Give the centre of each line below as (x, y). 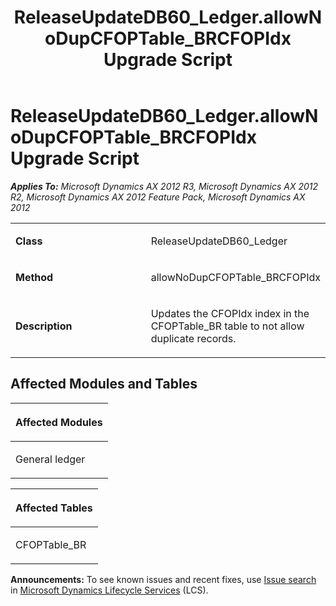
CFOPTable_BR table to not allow (227, 326)
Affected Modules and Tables (104, 384)
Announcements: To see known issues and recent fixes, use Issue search (163, 579)
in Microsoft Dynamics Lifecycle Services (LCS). (109, 590)
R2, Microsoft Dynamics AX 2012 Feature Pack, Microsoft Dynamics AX (158, 197)
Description (44, 326)
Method (34, 277)
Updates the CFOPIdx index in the (230, 313)
